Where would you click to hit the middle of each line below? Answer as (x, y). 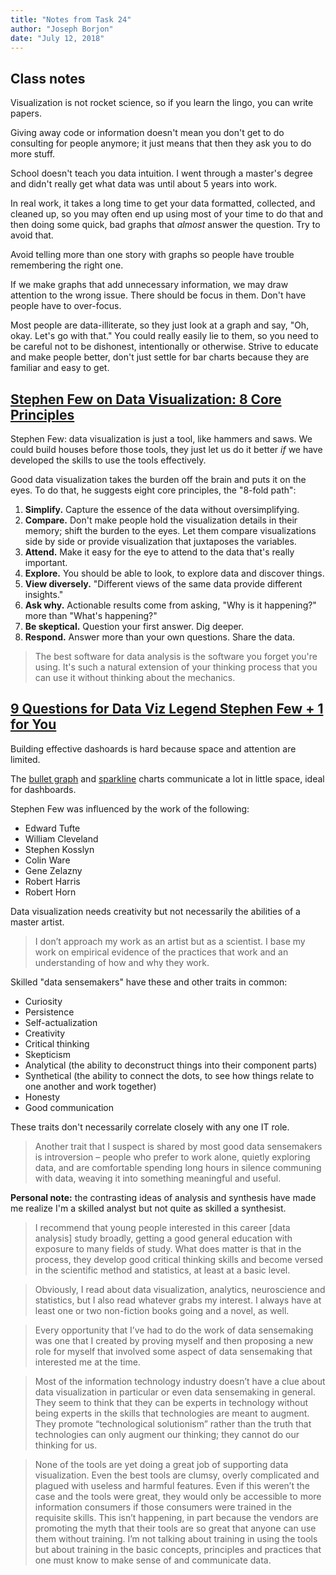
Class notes (48, 78)
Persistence (49, 1012)
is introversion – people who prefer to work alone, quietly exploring (172, 1157)
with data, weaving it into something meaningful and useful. (158, 1178)
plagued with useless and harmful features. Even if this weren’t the (172, 1485)
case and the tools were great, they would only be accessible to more (178, 1496)
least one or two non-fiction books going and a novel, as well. (162, 1310)
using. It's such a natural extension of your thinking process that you (176, 667)
